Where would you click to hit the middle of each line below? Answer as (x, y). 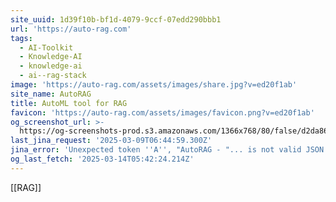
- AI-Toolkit (46, 47)
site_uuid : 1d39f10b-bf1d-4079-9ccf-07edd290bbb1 (116, 19)
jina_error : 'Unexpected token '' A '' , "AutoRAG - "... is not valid (156, 150)
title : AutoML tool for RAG (69, 103)
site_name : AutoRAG (51, 94)
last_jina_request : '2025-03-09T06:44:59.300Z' (111, 141)
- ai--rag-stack (53, 76)
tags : (21, 38)
